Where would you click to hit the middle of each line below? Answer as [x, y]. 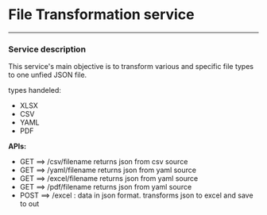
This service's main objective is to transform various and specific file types [131, 67]
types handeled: [35, 90]
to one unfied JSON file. [48, 75]
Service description [47, 49]
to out [29, 204]
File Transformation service [101, 15]
